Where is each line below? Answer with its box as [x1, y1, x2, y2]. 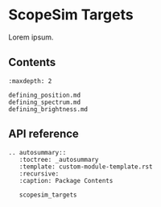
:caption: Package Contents [19, 176, 114, 184]
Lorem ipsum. [8, 32, 54, 42]
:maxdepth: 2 [8, 77, 52, 85]
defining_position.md [8, 91, 81, 99]
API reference [8, 127, 79, 141]
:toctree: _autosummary [19, 155, 99, 164]
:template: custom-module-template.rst [19, 163, 153, 171]
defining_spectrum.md [8, 98, 81, 106]
